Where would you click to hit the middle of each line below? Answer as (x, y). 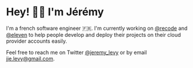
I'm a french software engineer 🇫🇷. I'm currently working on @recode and (97, 28)
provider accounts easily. (37, 41)
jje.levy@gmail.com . (30, 59)
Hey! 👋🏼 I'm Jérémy (55, 12)
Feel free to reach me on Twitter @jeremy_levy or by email (76, 52)
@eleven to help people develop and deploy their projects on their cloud (94, 35)
